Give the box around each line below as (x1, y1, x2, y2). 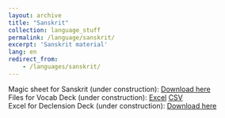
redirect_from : (8, 56, 59, 64)
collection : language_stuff (8, 26, 101, 34)
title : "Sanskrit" (8, 19, 69, 27)
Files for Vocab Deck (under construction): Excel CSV (8, 92, 184, 102)
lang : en (8, 48, 37, 56)
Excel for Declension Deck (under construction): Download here (8, 101, 217, 110)
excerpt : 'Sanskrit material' (8, 41, 109, 49)
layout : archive (8, 11, 62, 20)
